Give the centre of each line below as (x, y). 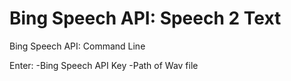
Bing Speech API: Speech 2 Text (145, 18)
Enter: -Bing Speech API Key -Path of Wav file (104, 65)
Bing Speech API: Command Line (77, 46)
